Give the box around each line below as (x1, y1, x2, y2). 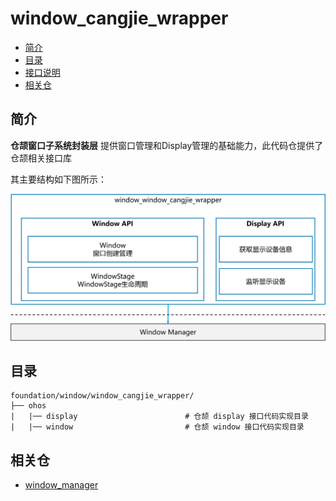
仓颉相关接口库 (10, 152, 72, 164)
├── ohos (10, 401, 47, 411)
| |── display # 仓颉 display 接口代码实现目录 (10, 412, 309, 422)
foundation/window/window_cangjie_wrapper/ (10, 391, 195, 401)
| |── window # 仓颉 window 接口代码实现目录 (10, 422, 305, 432)
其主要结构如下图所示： (10, 173, 107, 185)
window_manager (24, 479, 99, 491)
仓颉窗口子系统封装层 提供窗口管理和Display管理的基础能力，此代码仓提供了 (10, 139, 324, 151)
